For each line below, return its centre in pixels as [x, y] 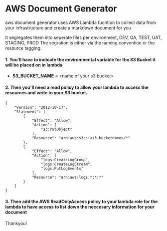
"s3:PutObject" [56, 129]
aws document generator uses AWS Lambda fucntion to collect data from [81, 22]
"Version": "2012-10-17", [41, 108]
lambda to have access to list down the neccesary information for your [80, 207]
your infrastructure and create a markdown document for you [68, 27]
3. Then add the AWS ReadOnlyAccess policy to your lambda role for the [82, 201]
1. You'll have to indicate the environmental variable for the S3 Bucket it [81, 59]
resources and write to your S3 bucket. [46, 92]
